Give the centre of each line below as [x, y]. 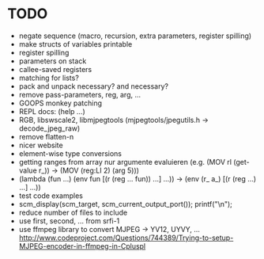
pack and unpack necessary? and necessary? [94, 86]
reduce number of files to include [73, 212]
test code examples [51, 196]
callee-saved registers [55, 69]
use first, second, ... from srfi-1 [69, 221]
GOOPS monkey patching [60, 103]
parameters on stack [53, 61]
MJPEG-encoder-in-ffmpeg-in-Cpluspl [82, 246]
